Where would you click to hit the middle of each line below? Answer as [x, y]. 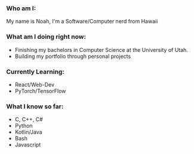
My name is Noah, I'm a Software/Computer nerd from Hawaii [82, 21]
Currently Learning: [35, 72]
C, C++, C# [29, 119]
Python [24, 126]
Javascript [28, 145]
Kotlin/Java [29, 132]
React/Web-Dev [35, 84]
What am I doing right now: [46, 37]
